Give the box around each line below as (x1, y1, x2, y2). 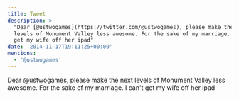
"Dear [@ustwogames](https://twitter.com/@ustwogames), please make (14, 23, 221, 30)
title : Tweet (7, 10, 46, 18)
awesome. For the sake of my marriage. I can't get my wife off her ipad (7, 83, 216, 92)
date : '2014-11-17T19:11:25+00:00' (7, 43, 113, 50)
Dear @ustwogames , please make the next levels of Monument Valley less (7, 76, 225, 84)
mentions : (7, 50, 37, 57)
